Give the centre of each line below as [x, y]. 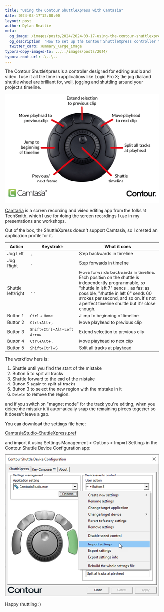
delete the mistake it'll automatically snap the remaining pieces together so [80, 409]
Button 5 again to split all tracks [44, 384]
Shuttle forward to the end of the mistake [53, 379]
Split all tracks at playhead [105, 348]
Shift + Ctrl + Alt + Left [52, 329]
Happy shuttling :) [23, 604]
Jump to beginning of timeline [109, 316]
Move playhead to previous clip [110, 322]
